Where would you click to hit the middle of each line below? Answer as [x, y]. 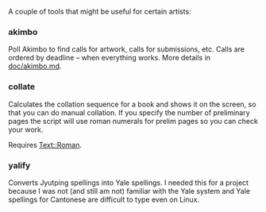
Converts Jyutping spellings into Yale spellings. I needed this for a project [128, 183]
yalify [19, 165]
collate [22, 87]
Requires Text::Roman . [45, 145]
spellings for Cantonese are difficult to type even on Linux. [104, 199]
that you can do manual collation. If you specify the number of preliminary [129, 112]
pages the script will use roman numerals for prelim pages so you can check [133, 121]
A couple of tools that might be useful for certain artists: [100, 12]
